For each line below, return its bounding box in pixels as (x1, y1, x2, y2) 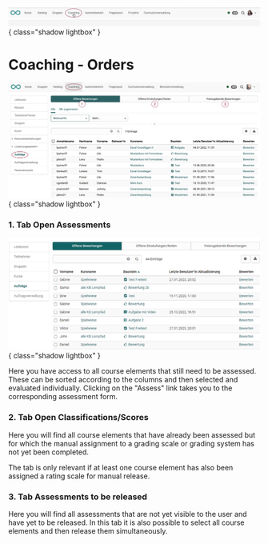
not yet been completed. (8, 447, 90, 457)
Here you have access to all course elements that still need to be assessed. (8, 366, 257, 376)
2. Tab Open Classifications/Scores (8, 412, 150, 423)
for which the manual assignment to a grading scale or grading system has (8, 438, 254, 448)
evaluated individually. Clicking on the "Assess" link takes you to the (8, 383, 233, 393)
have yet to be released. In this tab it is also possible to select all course (8, 518, 246, 527)
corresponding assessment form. (8, 392, 118, 402)
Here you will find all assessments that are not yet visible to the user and (8, 509, 247, 518)
